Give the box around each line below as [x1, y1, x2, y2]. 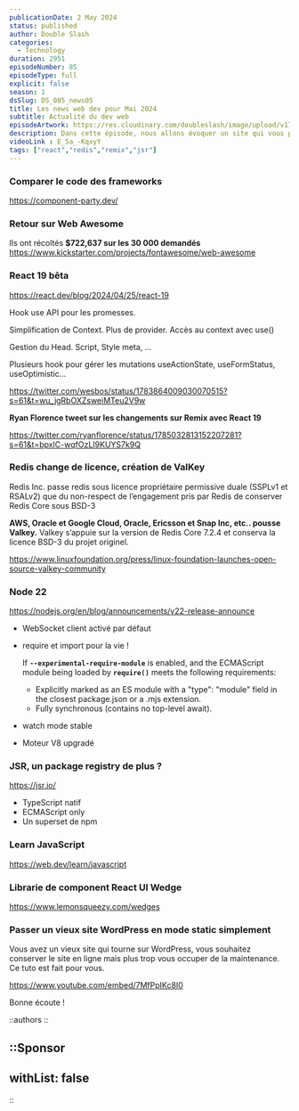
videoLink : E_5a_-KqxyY [9, 137, 101, 146]
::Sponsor [9, 1040, 66, 1056]
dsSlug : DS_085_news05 [9, 95, 93, 105]
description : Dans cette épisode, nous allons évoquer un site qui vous [9, 129, 285, 138]
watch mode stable [21, 721, 93, 731]
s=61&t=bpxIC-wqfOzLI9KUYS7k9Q [9, 438, 141, 450]
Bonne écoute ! [9, 997, 65, 1008]
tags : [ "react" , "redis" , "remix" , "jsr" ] [9, 145, 158, 154]
